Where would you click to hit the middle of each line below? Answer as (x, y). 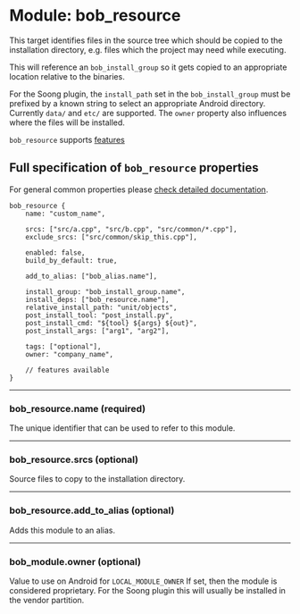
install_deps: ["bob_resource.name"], (97, 299)
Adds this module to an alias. (62, 530)
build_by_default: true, (71, 260)
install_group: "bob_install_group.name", (105, 291)
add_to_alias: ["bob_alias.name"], (92, 276)
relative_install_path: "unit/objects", (101, 307)
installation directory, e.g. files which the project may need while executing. (148, 49)
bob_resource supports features (67, 139)
